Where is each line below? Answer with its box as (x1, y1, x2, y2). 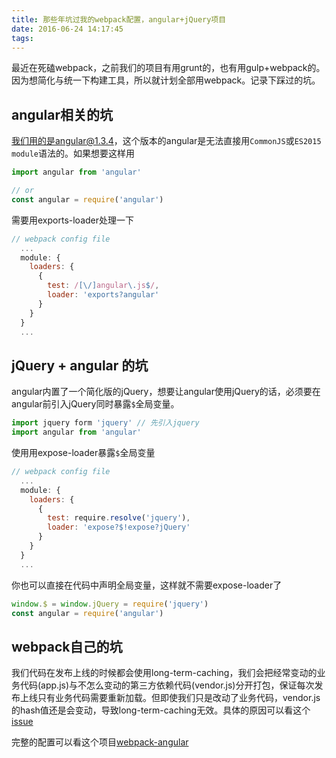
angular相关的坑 (11, 106, 114, 123)
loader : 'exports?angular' (47, 290, 160, 300)
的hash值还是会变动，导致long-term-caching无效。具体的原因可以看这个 (11, 704, 311, 716)
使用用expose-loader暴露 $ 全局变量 (11, 447, 156, 458)
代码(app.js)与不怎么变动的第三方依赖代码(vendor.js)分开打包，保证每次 (19, 679, 315, 691)
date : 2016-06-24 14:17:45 (11, 24, 124, 34)
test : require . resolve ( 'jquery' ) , (47, 513, 191, 523)
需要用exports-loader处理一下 (11, 214, 135, 226)
